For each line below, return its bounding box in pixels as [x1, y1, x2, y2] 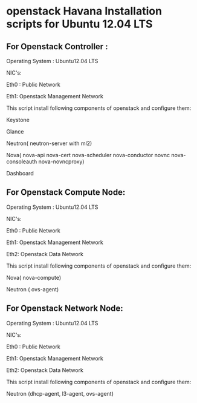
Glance [6, 128, 24, 135]
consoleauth [6, 158, 37, 165]
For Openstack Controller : [6, 41, 108, 52]
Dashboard [6, 170, 34, 177]
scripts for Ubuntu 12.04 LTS [6, 17, 153, 31]
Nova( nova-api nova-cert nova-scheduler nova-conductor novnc [6, 152, 170, 158]
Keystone [6, 117, 30, 123]
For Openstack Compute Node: [6, 187, 126, 198]
